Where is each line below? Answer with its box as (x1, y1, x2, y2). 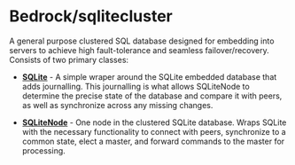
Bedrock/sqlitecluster (9, 6, 173, 27)
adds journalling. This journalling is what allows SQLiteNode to (21, 81, 250, 91)
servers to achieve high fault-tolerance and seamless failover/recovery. (9, 44, 269, 55)
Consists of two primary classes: (9, 54, 129, 65)
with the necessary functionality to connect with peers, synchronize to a (21, 126, 286, 137)
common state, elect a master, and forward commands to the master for (21, 136, 285, 146)
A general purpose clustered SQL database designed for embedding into (9, 35, 275, 46)
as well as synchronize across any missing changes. (21, 99, 213, 110)
